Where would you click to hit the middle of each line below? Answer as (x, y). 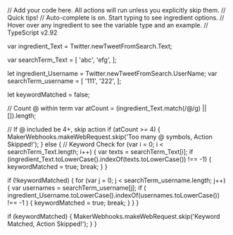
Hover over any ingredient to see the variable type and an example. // (108, 25)
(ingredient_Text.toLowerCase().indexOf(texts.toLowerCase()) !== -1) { (109, 159)
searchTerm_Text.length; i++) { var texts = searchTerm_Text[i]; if (100, 152)
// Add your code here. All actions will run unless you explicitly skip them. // (116, 10)
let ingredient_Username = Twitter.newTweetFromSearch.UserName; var (112, 74)
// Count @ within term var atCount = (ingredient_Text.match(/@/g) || (107, 108)
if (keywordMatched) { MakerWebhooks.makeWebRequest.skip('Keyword (114, 216)
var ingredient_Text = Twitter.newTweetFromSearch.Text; (90, 46)
